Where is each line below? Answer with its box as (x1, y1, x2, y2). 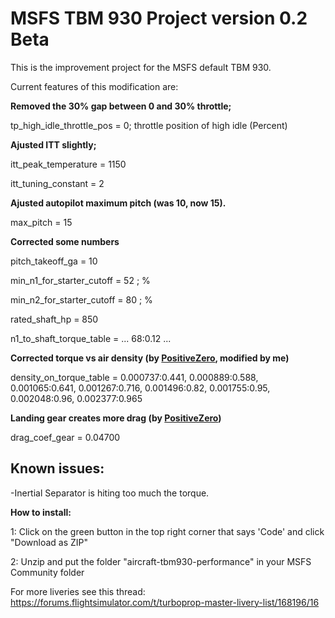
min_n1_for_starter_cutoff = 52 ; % (10, 274, 151, 286)
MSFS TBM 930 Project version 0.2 (10, 7, 308, 30)
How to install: (10, 506, 72, 518)
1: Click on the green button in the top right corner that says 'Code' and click (10, 525, 325, 537)
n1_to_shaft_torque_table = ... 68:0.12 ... (10, 332, 172, 344)
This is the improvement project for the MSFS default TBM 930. (10, 61, 272, 73)
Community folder (10, 566, 85, 578)
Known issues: (10, 460, 105, 477)
